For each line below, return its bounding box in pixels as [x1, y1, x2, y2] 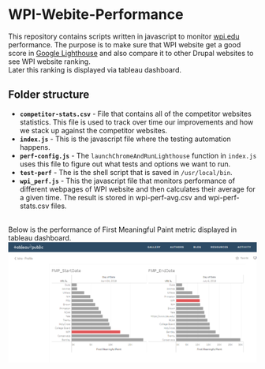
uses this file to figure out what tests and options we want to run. [19, 159, 231, 169]
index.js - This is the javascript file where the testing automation [19, 134, 231, 143]
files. [50, 201, 67, 211]
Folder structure [8, 88, 90, 102]
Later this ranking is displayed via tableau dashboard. [8, 65, 182, 74]
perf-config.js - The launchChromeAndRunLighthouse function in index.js [19, 151, 257, 160]
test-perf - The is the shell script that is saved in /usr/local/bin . [19, 167, 233, 177]
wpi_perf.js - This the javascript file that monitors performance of [19, 176, 235, 185]
